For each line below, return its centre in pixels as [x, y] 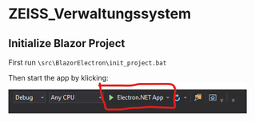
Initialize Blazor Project [67, 43]
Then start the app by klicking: [59, 78]
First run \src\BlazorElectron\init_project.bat [88, 62]
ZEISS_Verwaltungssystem [100, 14]
